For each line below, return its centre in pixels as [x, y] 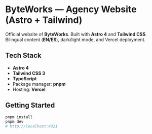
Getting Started [30, 105]
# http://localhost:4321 [31, 126]
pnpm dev [14, 122]
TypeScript [25, 78]
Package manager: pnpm [39, 84]
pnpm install [19, 117]
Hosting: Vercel [29, 89]
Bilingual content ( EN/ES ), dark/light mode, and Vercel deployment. [75, 40]
